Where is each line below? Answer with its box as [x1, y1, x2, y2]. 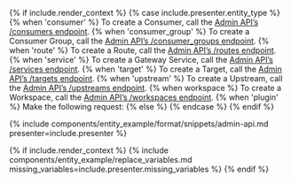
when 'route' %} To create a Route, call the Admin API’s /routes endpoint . [9, 45, 277, 56]
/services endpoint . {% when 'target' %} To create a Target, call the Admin [9, 64, 282, 74]
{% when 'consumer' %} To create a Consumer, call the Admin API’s [9, 17, 259, 27]
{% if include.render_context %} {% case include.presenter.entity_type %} [9, 8, 281, 18]
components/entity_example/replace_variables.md [9, 155, 193, 164]
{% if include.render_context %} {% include [9, 145, 169, 156]
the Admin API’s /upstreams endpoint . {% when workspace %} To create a [9, 83, 282, 93]
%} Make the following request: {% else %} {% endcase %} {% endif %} [9, 102, 275, 111]
